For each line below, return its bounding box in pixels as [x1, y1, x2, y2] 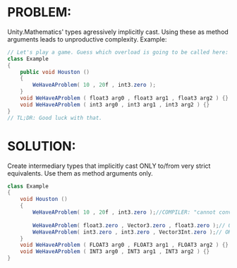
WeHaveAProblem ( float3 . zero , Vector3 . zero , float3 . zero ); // [32, 221, 226, 229]
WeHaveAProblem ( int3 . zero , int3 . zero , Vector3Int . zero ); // [32, 229, 222, 236]
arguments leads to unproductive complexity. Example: [7, 35, 167, 43]
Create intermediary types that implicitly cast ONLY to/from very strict [7, 162, 211, 170]
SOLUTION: [7, 138, 76, 154]
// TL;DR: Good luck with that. [7, 114, 102, 121]
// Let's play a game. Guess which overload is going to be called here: [7, 49, 229, 56]
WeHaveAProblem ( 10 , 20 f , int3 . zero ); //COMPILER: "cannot [32, 209, 217, 216]
